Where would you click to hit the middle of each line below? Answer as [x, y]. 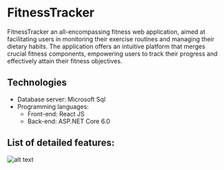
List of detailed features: [61, 143]
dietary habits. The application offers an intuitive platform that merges [106, 46]
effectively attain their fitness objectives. [65, 61]
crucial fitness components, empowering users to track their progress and [113, 54]
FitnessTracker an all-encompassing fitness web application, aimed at [106, 32]
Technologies [37, 83]
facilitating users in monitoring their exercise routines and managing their [111, 39]
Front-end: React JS [56, 114]
